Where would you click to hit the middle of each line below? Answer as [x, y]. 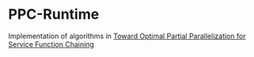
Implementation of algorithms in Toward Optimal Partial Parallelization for [127, 36]
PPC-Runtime [54, 14]
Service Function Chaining [51, 44]
